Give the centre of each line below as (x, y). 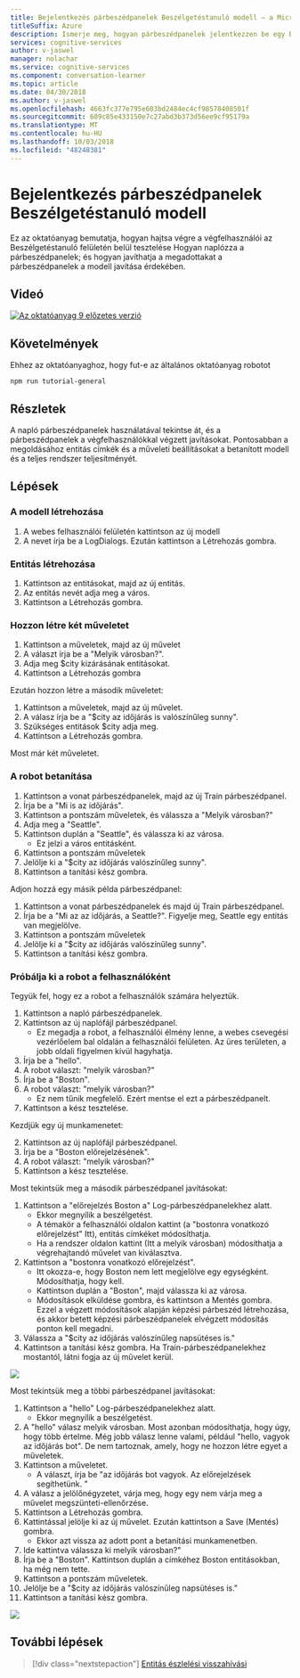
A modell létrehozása (57, 512)
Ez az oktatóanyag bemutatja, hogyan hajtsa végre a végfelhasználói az (142, 238)
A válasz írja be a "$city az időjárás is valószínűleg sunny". (130, 717)
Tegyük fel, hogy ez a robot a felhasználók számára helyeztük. (125, 995)
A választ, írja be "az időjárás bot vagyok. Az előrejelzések (144, 1474)
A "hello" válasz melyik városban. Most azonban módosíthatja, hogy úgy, (157, 1427)
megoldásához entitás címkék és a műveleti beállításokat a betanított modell (150, 449)
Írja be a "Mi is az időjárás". (73, 805)
